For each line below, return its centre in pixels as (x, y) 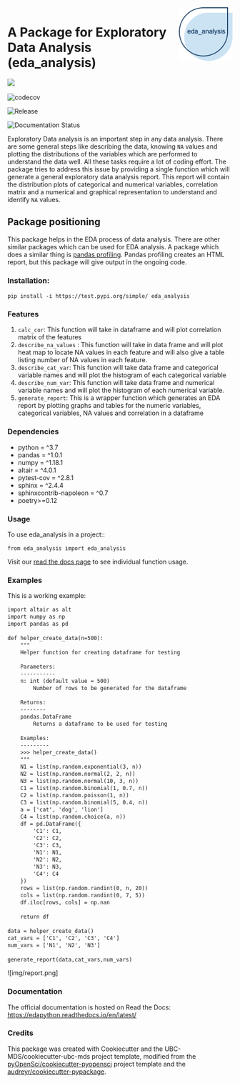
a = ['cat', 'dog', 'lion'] (62, 810)
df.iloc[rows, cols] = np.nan (65, 903)
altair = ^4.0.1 (37, 470)
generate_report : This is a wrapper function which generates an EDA (119, 398)
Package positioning (54, 222)
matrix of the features (50, 337)
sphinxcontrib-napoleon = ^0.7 (63, 493)
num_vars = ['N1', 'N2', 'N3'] (54, 946)
